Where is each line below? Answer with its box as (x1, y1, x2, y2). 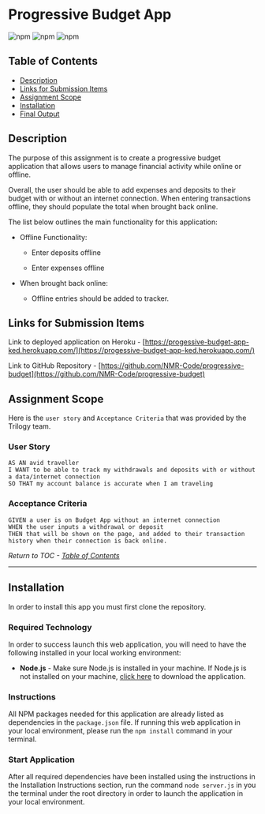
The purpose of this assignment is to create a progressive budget (8, 152, 221, 163)
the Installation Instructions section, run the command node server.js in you (8, 780, 256, 790)
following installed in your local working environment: (8, 647, 181, 657)
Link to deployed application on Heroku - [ (8, 337, 146, 347)
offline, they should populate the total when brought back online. (8, 201, 218, 211)
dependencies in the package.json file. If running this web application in (8, 718, 241, 727)
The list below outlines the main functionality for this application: (8, 217, 218, 227)
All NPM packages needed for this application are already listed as (8, 709, 225, 719)
